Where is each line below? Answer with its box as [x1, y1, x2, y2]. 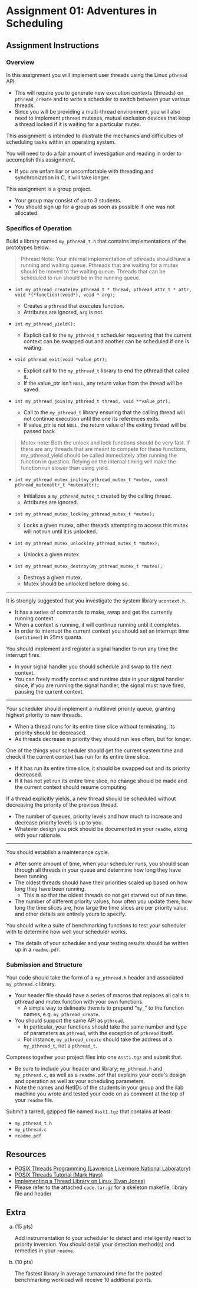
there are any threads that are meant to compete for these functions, [20, 446, 187, 453]
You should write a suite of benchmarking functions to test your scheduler [6, 922, 186, 929]
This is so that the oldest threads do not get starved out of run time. [23, 892, 188, 899]
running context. [14, 615, 55, 622]
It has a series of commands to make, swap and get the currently [14, 608, 173, 616]
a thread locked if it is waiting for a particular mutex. [14, 120, 141, 128]
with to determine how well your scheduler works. [6, 928, 128, 936]
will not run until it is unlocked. [23, 528, 98, 535]
